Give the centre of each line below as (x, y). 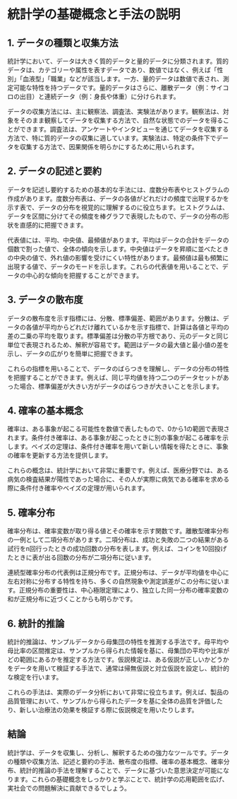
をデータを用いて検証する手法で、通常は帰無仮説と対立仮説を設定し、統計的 (119, 668)
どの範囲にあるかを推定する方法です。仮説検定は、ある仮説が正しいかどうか (118, 660)
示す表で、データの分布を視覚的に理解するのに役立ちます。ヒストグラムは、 (118, 207)
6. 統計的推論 (36, 623)
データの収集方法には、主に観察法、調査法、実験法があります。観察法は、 (115, 111)
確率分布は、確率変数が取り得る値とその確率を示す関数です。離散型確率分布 (118, 531)
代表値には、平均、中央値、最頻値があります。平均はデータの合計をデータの (118, 240)
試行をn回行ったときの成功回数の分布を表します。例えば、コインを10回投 (114, 549)
